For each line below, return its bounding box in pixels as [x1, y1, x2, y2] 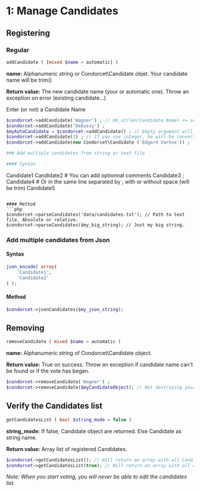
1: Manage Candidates [6, 4, 118, 18]
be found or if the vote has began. [6, 368, 90, 375]
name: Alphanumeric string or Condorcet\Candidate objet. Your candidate [6, 70, 188, 77]
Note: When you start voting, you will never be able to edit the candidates [6, 473, 187, 480]
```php [6, 206, 23, 212]
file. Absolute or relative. [6, 216, 79, 223]
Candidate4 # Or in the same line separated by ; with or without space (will [6, 178, 189, 185]
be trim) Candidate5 [6, 184, 55, 191]
